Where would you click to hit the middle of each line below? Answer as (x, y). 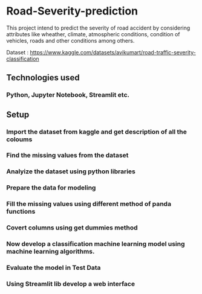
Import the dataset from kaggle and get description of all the (97, 132)
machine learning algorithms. (50, 252)
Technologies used (43, 78)
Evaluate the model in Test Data (54, 268)
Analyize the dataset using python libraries (71, 171)
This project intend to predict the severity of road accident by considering (98, 28)
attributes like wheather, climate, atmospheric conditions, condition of (93, 34)
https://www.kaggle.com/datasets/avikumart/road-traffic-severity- (113, 52)
